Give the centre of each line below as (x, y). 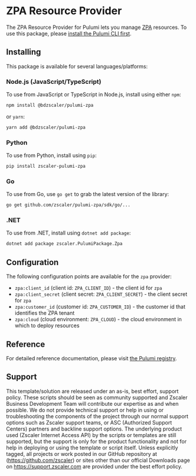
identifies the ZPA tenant (45, 313)
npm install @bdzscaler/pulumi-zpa (50, 105)
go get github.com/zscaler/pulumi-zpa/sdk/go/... (68, 205)
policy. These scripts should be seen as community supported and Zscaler (97, 397)
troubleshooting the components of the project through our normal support (97, 416)
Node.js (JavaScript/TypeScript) (54, 81)
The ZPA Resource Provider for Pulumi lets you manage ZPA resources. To (97, 27)
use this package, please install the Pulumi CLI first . (69, 33)
